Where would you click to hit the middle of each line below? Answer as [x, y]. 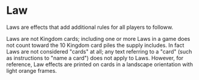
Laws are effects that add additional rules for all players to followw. [90, 27]
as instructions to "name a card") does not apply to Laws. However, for [95, 58]
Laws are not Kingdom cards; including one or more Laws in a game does [98, 38]
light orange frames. [32, 70]
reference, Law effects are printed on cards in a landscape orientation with [99, 64]
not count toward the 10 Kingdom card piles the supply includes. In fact [95, 45]
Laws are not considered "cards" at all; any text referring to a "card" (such [99, 51]
